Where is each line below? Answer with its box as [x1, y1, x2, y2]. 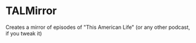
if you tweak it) [5, 29, 42, 37]
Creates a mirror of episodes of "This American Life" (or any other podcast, [5, 24, 191, 31]
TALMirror [5, 4, 57, 18]
